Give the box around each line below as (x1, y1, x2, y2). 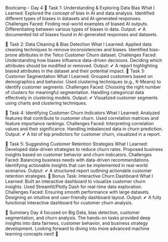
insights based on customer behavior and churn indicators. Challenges (5, 151, 152, 157)
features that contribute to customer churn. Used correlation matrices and (5, 115, 159, 121)
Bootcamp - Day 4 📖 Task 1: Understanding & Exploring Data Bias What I (5, 5, 155, 11)
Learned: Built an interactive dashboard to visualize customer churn (5, 179, 146, 184)
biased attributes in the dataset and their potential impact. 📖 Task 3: (5, 68, 145, 74)
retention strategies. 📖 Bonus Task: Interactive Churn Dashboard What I (5, 173, 153, 179)
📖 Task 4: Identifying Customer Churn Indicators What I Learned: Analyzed (5, 110, 160, 116)
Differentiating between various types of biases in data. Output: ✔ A (5, 26, 146, 32)
